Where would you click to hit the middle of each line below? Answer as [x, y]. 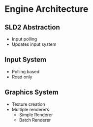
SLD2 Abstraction [32, 27]
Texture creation [28, 104]
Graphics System [31, 92]
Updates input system [34, 44]
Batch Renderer [35, 120]
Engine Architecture [46, 9]
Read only [22, 77]
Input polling [24, 39]
